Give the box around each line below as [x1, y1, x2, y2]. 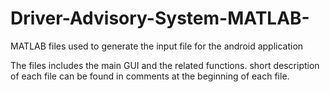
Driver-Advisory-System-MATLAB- [10, 7, 310, 30]
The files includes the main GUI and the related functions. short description [10, 59, 320, 71]
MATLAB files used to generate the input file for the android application [10, 40, 304, 52]
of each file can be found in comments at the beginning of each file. [10, 70, 290, 82]
